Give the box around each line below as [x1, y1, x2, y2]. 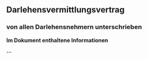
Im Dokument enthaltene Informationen [6, 36, 108, 44]
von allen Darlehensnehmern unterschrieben [6, 23, 142, 31]
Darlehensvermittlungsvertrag [6, 5, 125, 15]
